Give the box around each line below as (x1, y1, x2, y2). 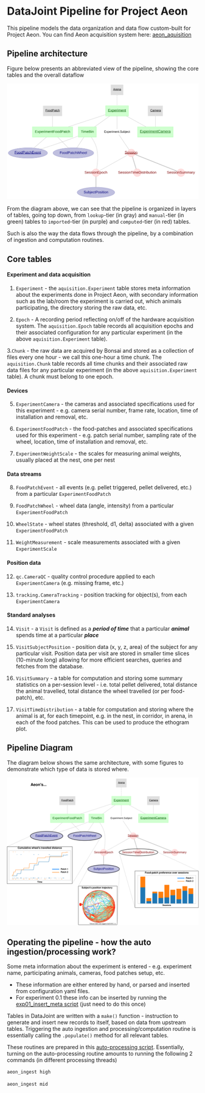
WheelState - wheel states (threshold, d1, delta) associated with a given (15, 520, 194, 528)
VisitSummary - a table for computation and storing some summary (15, 674, 183, 682)
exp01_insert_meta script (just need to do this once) (15, 1000, 146, 1008)
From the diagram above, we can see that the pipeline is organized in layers (7, 205, 196, 213)
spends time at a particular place (15, 631, 99, 638)
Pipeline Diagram (7, 743, 73, 753)
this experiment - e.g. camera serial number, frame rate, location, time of (15, 407, 198, 414)
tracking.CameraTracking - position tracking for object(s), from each (15, 591, 187, 598)
